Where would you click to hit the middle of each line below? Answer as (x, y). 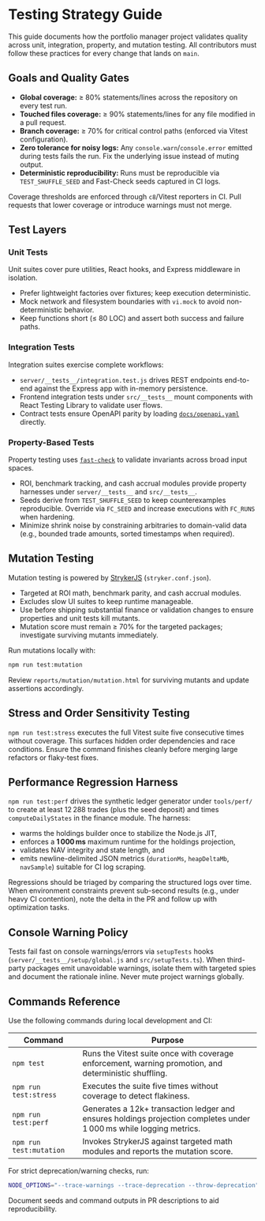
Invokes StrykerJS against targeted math (157, 1141)
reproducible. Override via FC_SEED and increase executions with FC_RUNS (137, 508)
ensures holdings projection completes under (166, 1118)
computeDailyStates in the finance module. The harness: (99, 818)
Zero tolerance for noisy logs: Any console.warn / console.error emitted (136, 147)
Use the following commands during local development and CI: (110, 1020)
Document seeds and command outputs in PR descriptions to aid (114, 1200)
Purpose (167, 1040)
